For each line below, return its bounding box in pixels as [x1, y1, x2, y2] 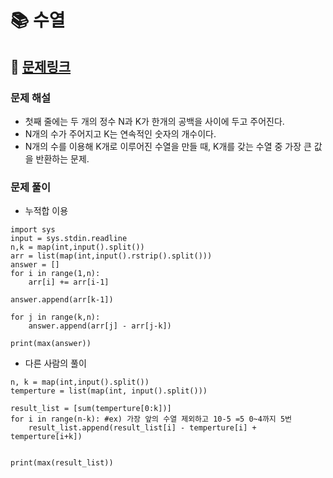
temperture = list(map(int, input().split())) [10, 386, 208, 396]
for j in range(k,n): [10, 312, 101, 323]
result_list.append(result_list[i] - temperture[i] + [28, 423, 257, 433]
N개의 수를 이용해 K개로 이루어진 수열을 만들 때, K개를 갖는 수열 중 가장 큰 [24, 140, 312, 152]
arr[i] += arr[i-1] [28, 277, 110, 288]
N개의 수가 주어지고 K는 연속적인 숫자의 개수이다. [24, 127, 217, 140]
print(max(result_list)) [10, 458, 114, 468]
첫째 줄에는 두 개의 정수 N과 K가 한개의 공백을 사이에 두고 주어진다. [24, 115, 285, 127]
